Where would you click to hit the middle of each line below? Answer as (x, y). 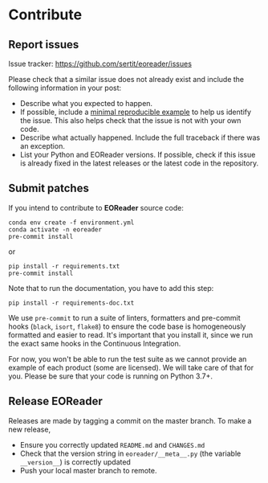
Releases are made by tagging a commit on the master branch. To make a (130, 420)
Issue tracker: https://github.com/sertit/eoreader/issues (100, 63)
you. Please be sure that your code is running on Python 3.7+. (110, 376)
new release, (29, 429)
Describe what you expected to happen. (86, 103)
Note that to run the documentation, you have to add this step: (111, 288)
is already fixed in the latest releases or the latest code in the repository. (139, 163)
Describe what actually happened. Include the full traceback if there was (140, 137)
